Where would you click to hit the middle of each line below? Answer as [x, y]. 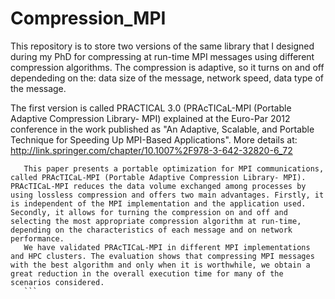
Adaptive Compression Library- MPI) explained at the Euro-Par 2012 [150, 118]
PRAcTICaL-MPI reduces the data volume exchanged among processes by [158, 186]
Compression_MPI [88, 18]
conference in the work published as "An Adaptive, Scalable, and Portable [162, 129]
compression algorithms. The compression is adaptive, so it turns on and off [167, 67]
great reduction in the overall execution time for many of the [147, 273]
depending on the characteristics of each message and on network [151, 230]
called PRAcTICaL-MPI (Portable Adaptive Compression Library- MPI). [158, 177]
